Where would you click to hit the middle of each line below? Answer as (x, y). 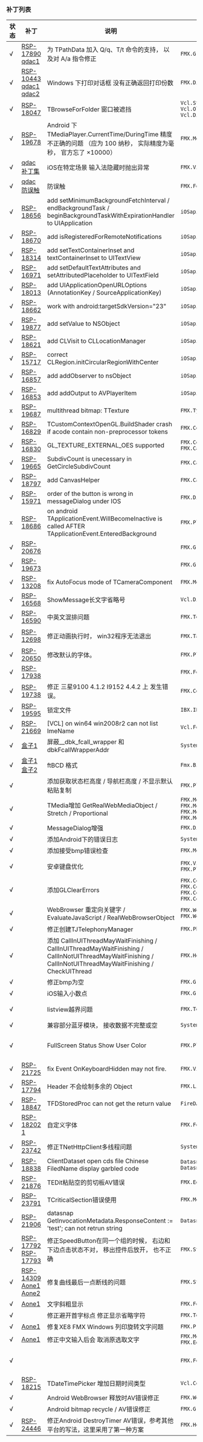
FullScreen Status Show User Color (97, 1045)
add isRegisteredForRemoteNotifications (104, 237)
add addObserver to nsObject (89, 376)
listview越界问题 (70, 1010)
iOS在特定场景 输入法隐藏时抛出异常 (98, 167)
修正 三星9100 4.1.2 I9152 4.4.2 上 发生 (105, 687)
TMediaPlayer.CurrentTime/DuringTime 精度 (110, 134)
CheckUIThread (69, 972)
